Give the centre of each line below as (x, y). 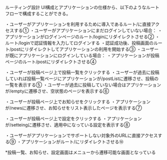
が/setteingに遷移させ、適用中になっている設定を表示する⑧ (67, 125)
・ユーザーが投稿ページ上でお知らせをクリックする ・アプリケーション (78, 102)
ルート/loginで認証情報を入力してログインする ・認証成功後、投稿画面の (79, 43)
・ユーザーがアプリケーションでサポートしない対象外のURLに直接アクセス (82, 135)
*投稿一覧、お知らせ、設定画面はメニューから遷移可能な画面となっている (80, 152)
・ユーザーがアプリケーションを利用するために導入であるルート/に (74, 24)
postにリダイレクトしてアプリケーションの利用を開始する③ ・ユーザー (85, 49)
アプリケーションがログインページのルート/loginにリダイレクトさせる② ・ (82, 37)
